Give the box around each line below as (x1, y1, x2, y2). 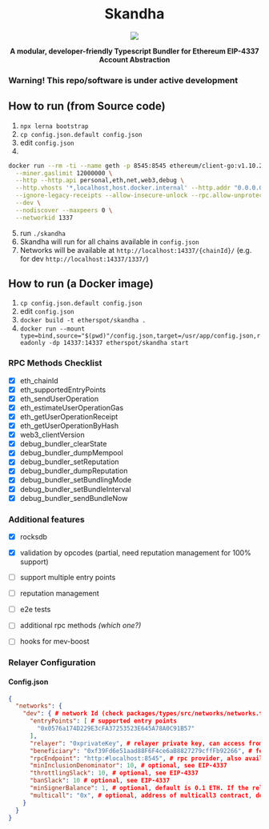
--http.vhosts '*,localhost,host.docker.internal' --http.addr (15, 184, 231, 192)
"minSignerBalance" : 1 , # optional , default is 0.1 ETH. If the (29, 784, 249, 792)
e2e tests (19, 605, 51, 615)
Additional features (8, 514, 86, 525)
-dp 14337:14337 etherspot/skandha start (49, 339, 190, 347)
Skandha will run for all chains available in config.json (19, 237, 200, 246)
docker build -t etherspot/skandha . (19, 317, 147, 325)
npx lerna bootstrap (19, 122, 89, 130)
